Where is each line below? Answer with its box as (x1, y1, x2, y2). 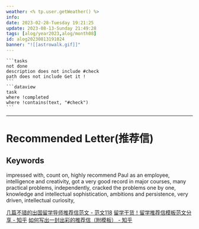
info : (6, 14, 20, 20)
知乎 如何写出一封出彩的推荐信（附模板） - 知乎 (17, 216, 133, 223)
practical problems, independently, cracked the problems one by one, (6, 184, 176, 191)
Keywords (6, 155, 44, 166)
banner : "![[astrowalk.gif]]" (6, 42, 81, 48)
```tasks (6, 58, 28, 64)
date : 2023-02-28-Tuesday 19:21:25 (6, 20, 94, 26)
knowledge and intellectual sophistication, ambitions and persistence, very (6, 190, 188, 198)
